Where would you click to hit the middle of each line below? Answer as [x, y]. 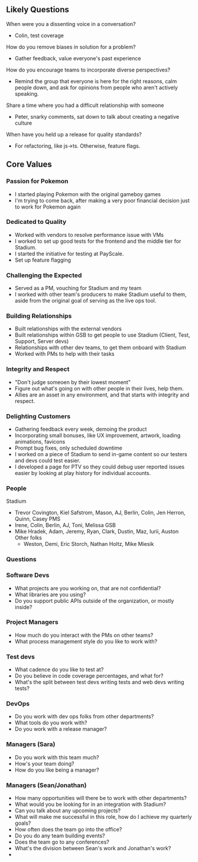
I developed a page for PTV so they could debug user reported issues [100, 467]
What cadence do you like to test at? [59, 669]
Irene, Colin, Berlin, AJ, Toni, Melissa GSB [65, 525]
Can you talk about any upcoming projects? [68, 810]
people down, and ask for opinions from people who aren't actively [96, 87]
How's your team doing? [44, 763]
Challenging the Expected [44, 275]
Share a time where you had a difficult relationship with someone [85, 105]
